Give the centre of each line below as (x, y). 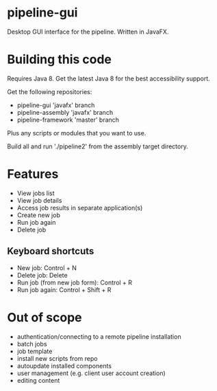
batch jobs (32, 344)
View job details (39, 200)
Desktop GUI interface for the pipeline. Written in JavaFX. (88, 32)
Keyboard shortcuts (51, 251)
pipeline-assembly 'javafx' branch (65, 112)
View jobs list (36, 193)
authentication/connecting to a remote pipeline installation (99, 336)
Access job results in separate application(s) (80, 208)
